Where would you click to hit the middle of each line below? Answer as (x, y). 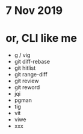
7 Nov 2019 (34, 11)
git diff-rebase (32, 62)
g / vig (22, 55)
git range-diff (31, 75)
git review (26, 81)
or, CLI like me (41, 39)
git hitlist (25, 68)
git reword (27, 87)
